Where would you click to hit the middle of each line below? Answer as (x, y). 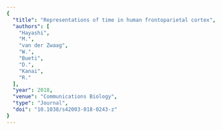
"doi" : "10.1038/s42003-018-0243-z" (65, 109)
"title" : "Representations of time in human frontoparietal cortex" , (114, 20)
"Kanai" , (31, 71)
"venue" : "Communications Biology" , (65, 97)
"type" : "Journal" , (41, 103)
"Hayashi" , (34, 33)
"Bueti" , (31, 58)
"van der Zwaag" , (44, 45)
